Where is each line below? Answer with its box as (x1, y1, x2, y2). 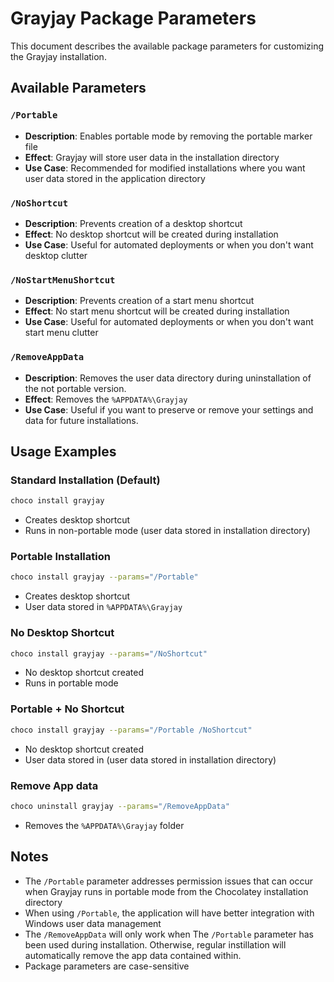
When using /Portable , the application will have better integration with (24, 907, 315, 919)
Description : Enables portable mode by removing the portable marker (24, 130, 313, 142)
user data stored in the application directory (24, 172, 206, 184)
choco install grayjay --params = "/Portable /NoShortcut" (10, 725, 253, 735)
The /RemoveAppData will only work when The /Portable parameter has (24, 928, 314, 940)
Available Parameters (10, 80, 147, 97)
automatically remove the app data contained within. (24, 949, 242, 961)
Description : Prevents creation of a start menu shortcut (24, 295, 255, 307)
